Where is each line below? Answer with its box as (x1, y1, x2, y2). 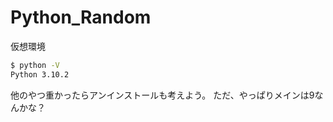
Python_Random (10, 6, 152, 29)
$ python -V (10, 60, 60, 70)
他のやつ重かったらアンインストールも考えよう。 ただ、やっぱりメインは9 (10, 89, 315, 101)
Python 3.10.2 (10, 69, 70, 80)
